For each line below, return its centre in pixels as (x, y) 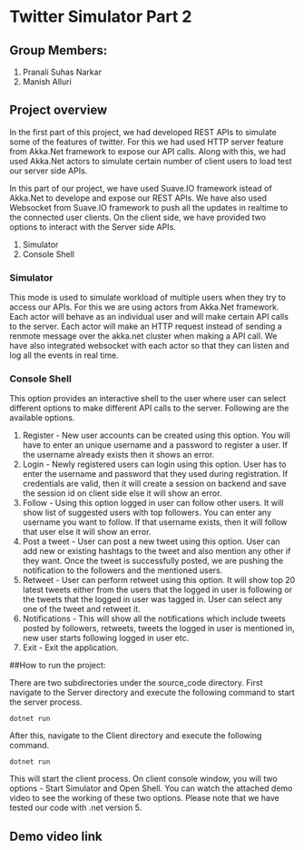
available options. (42, 418)
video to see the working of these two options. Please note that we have (144, 798)
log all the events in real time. (64, 355)
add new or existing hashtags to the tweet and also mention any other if (157, 551)
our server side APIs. (49, 171)
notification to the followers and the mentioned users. (123, 570)
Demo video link (56, 836)
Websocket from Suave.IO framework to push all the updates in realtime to (149, 207)
